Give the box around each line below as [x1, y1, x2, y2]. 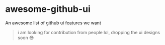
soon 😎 [17, 35, 34, 41]
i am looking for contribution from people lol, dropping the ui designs [17, 29, 160, 35]
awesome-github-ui [5, 3, 91, 15]
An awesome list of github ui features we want [5, 20, 102, 26]
